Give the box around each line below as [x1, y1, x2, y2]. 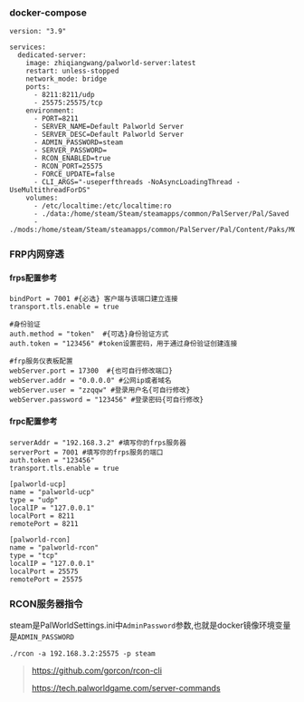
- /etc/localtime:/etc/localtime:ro [33, 201, 172, 210]
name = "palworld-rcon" [9, 542, 100, 552]
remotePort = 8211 [9, 519, 79, 528]
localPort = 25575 [9, 567, 79, 576]
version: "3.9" [9, 27, 67, 36]
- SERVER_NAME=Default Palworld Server [33, 122, 184, 132]
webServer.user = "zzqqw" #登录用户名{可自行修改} [9, 385, 191, 395]
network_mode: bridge [25, 74, 107, 83]
